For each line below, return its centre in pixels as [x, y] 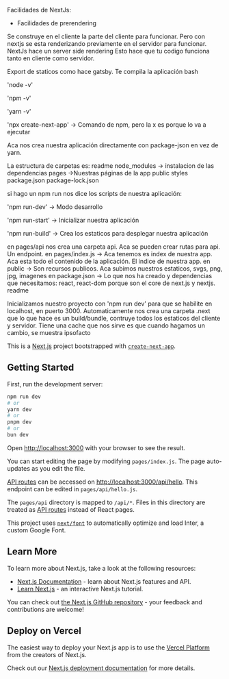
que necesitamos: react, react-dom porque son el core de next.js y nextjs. [111, 283]
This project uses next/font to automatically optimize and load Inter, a [106, 523]
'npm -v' [19, 98]
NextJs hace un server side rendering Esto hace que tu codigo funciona [108, 51]
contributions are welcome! [45, 609]
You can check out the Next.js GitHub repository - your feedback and [105, 602]
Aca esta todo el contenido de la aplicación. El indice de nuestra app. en [109, 261]
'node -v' [20, 85]
